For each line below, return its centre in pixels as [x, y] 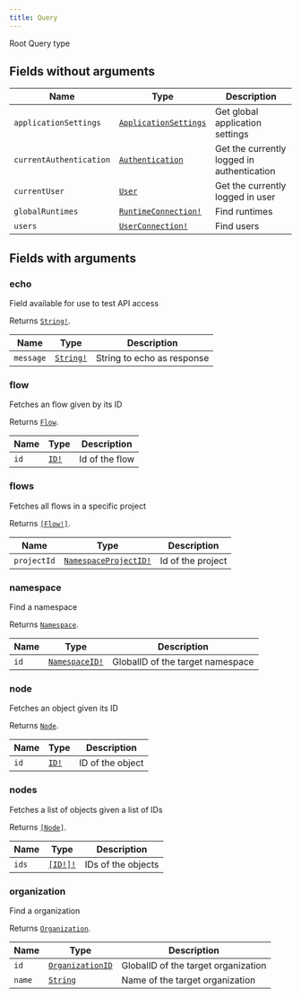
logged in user [245, 197]
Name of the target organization [189, 980]
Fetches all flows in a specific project [77, 506]
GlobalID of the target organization [194, 965]
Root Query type [40, 43]
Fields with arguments [73, 258]
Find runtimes [244, 212]
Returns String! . [40, 321]
